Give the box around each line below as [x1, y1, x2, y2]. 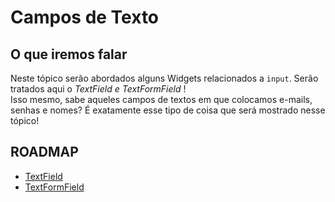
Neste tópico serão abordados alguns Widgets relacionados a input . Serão [10, 72, 319, 84]
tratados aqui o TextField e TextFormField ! [10, 83, 187, 95]
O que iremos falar [10, 46, 128, 63]
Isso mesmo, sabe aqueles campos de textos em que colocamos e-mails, [10, 94, 313, 105]
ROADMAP [10, 144, 79, 161]
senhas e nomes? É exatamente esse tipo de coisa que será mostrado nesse [10, 104, 326, 116]
